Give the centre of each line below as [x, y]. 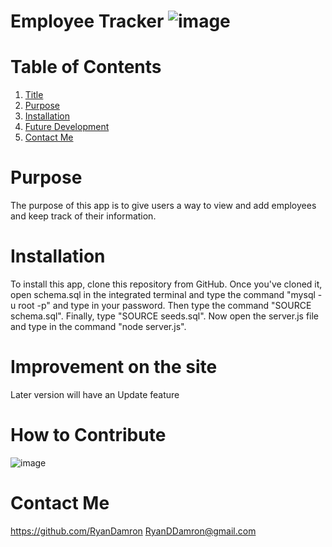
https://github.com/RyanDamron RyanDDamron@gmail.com [133, 531]
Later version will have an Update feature [95, 394]
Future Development [67, 127]
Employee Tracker [87, 21]
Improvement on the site [114, 367]
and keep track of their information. [83, 216]
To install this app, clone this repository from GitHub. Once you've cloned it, [166, 284]
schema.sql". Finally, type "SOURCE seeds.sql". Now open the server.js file [165, 316]
